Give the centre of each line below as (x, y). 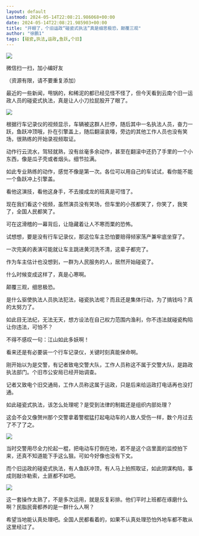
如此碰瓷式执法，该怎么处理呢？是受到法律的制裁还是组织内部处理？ (89, 405)
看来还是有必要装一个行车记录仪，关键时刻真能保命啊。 (73, 352)
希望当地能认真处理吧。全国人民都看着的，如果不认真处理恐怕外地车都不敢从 (99, 519)
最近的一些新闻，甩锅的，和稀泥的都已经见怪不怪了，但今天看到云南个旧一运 (99, 93)
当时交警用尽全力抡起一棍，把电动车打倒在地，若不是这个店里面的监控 (92, 448)
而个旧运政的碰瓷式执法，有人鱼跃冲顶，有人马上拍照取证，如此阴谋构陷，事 (99, 468)
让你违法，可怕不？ (30, 327)
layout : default (26, 12)
